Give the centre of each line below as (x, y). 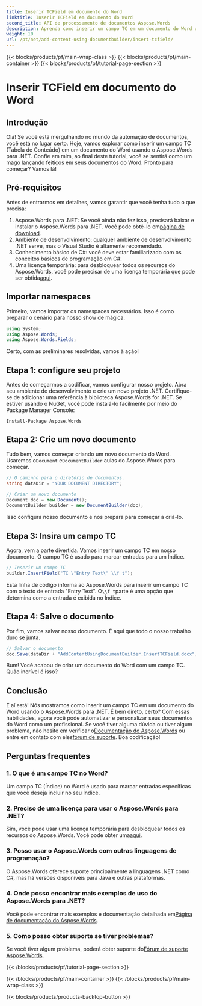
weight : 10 (20, 34)
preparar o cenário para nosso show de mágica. (66, 317)
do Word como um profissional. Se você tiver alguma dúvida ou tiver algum (99, 725)
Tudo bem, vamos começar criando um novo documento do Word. (89, 454)
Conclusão (27, 691)
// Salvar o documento (35, 648)
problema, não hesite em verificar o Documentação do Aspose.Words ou (96, 731)
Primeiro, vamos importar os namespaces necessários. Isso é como (90, 311)
